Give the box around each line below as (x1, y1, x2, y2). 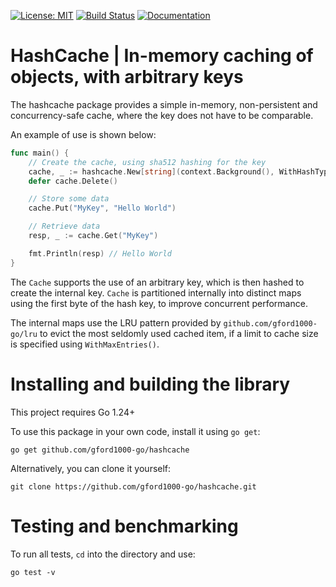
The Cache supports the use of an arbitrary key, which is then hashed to (10, 276, 305, 288)
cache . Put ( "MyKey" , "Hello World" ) (28, 203, 177, 214)
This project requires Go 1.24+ (10, 406, 136, 418)
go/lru (10, 329, 38, 339)
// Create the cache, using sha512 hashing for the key (28, 157, 267, 167)
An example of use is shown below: (10, 128, 157, 140)
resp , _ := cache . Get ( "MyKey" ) (28, 231, 159, 241)
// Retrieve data (28, 221, 101, 232)
